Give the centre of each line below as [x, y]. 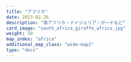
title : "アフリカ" [27, 12]
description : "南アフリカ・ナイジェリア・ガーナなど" [66, 22]
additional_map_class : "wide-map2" [50, 45]
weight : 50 [20, 34]
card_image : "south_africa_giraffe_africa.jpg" [66, 28]
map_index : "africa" [32, 39]
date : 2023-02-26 [28, 17]
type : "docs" [22, 50]
